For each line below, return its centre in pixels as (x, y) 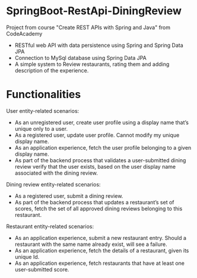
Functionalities (44, 95)
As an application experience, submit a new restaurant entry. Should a (101, 238)
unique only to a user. (41, 128)
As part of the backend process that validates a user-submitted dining (100, 160)
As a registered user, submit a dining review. (69, 196)
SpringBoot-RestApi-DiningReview (94, 11)
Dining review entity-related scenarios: (53, 184)
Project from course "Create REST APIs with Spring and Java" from (88, 27)
